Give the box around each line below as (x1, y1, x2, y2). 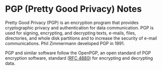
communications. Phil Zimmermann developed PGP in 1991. (5, 40, 125, 46)
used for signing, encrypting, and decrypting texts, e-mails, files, (5, 30, 136, 36)
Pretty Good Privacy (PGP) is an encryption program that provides (5, 20, 139, 25)
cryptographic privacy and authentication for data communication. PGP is (5, 24, 154, 30)
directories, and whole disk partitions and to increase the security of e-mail (5, 35, 157, 41)
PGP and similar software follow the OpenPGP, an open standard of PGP (5, 50, 151, 56)
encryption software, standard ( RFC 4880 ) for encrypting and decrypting (5, 55, 153, 61)
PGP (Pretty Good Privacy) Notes (5, 3, 142, 15)
